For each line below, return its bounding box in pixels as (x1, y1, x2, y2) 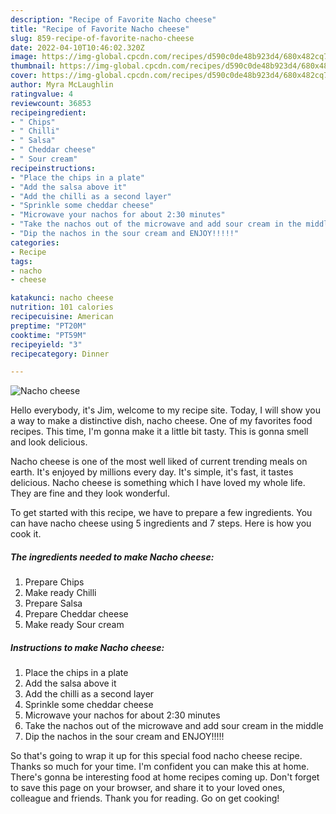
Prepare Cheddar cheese (24, 608, 129, 620)
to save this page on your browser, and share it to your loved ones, (10, 782, 286, 794)
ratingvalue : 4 (10, 89, 74, 99)
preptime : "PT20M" (10, 321, 87, 331)
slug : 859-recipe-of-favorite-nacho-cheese (10, 33, 195, 43)
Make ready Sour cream (24, 619, 125, 631)
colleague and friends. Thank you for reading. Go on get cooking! (10, 792, 280, 805)
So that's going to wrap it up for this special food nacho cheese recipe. (10, 750, 303, 762)
